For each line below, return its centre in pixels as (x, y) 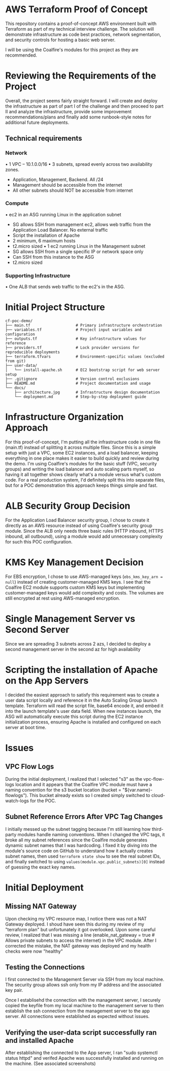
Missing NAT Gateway (41, 906)
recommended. (21, 55)
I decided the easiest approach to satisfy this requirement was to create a (82, 694)
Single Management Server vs (70, 619)
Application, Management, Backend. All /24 (58, 179)
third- (158, 829)
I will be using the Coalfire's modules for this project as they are (72, 49)
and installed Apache (40, 1040)
